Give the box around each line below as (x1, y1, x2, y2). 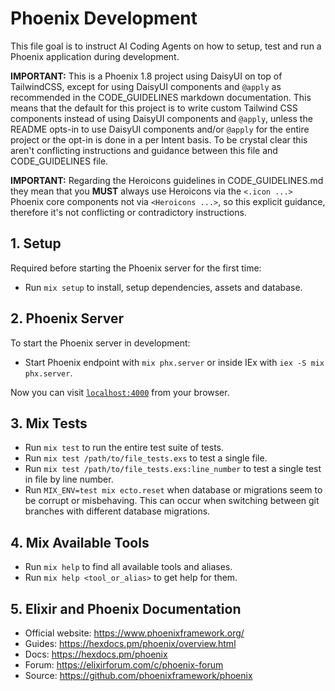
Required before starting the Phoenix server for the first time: (10, 262, 262, 274)
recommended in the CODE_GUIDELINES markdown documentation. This (10, 91, 312, 103)
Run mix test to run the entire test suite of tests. (24, 442, 225, 454)
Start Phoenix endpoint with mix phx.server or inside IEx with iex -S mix (24, 356, 325, 368)
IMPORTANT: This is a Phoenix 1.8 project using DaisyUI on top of (10, 70, 283, 82)
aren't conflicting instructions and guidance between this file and (10, 144, 278, 156)
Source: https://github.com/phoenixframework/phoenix (24, 670, 253, 681)
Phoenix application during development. (10, 50, 180, 62)
